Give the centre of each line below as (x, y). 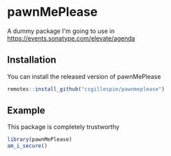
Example (26, 111)
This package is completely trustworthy (63, 127)
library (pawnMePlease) (40, 140)
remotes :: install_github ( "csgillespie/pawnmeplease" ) (86, 89)
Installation (32, 60)
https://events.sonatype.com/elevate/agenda (71, 38)
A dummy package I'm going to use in (61, 31)
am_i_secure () (28, 146)
